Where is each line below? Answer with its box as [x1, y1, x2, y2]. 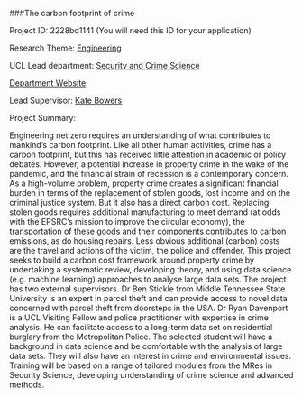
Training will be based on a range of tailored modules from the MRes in [9, 360, 273, 371]
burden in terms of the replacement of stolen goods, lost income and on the [9, 188, 291, 198]
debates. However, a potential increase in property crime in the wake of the [9, 159, 289, 170]
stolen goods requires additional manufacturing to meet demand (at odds [9, 207, 281, 217]
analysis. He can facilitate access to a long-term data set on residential [9, 322, 273, 332]
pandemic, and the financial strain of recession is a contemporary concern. [9, 169, 288, 179]
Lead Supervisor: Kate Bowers [9, 95, 123, 106]
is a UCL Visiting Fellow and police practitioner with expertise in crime [9, 312, 269, 323]
